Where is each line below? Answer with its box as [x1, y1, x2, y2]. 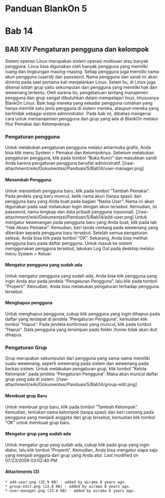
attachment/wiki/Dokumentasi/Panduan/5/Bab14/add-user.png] [5, 214, 134, 220]
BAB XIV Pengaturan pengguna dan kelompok [5, 45, 149, 53]
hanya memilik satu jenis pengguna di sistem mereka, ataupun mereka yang [5, 106, 159, 111]
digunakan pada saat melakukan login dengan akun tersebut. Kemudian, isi [5, 203, 157, 210]
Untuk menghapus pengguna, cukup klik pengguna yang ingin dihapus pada [5, 311, 160, 317]
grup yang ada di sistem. [5, 376, 56, 382]
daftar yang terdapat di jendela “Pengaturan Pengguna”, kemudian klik [5, 316, 148, 322]
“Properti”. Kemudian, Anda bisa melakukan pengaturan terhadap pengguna [5, 283, 159, 289]
